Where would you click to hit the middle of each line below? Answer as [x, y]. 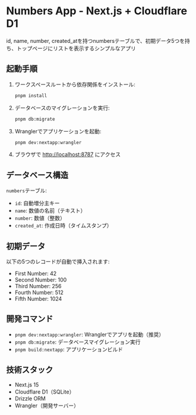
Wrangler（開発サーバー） [47, 405]
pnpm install [31, 96]
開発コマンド [30, 319]
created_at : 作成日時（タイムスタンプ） [63, 226]
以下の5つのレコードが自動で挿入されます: [58, 261]
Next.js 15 [27, 385]
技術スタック [30, 370]
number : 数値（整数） [40, 218]
